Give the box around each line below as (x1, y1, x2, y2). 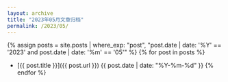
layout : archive (7, 9, 53, 17)
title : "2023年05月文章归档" (7, 16, 84, 23)
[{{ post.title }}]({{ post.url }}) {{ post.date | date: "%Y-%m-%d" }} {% (16, 62, 214, 70)
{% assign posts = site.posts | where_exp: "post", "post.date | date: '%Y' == (7, 41, 222, 49)
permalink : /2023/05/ (7, 22, 69, 29)
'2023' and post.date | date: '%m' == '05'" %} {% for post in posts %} (7, 48, 205, 56)
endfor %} (16, 68, 47, 77)
